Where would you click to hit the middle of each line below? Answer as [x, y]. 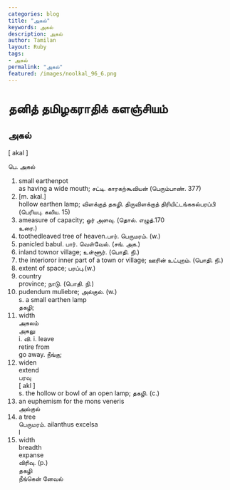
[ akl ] [27, 385]
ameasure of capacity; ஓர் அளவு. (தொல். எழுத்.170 [92, 220]
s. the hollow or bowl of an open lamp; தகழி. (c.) [89, 393]
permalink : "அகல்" [36, 67]
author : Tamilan [32, 41]
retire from [34, 347]
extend [29, 370]
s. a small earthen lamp [53, 299]
